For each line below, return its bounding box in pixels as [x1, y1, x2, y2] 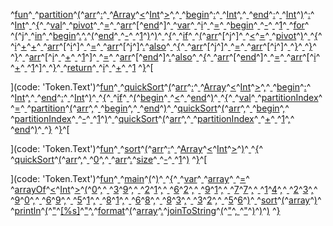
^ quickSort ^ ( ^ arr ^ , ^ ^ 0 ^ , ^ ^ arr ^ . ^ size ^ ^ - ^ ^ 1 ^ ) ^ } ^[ [10, 154, 208, 165]
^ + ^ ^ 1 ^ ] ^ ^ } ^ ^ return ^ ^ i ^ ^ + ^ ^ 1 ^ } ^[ [10, 62, 154, 73]
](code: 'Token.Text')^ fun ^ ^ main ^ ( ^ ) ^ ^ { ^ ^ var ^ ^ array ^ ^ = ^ [10, 173, 250, 184]
